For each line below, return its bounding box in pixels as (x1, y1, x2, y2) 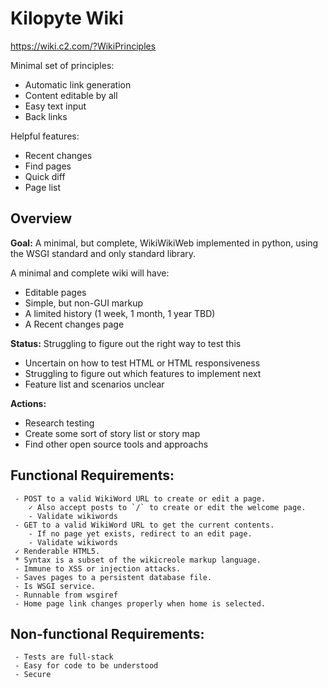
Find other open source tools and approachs (24, 438, 209, 450)
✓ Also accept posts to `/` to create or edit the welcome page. (28, 502, 307, 512)
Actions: (10, 397, 47, 409)
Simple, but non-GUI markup (24, 297, 143, 309)
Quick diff (24, 170, 66, 182)
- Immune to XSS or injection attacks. (14, 563, 182, 574)
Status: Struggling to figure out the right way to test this (10, 337, 242, 349)
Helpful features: (10, 130, 80, 142)
